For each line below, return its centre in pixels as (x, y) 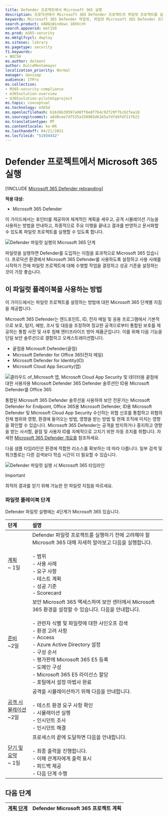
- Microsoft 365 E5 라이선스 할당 (70, 675)
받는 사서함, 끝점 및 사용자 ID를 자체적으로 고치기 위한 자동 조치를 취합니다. (83, 432)
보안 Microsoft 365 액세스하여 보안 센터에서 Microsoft (93, 602)
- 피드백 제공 (47, 766)
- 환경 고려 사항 (50, 631)
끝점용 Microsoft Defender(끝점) (45, 348)
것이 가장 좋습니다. (23, 272)
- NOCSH (13, 56)
